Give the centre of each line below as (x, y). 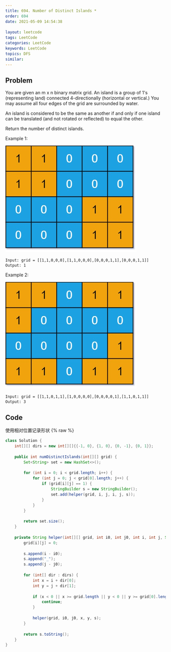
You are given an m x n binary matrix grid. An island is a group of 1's (77, 93)
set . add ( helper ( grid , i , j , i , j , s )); (93, 494)
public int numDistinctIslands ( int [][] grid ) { (66, 457)
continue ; (52, 602)
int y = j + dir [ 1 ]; (54, 586)
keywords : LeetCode (26, 48)
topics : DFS (18, 54)
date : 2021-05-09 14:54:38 (34, 21)
